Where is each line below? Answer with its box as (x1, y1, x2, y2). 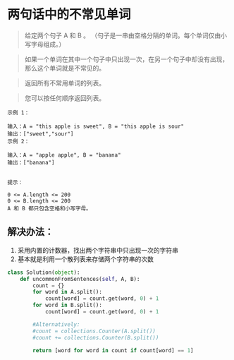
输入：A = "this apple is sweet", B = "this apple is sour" (7, 123, 185, 130)
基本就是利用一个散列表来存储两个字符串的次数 (17, 255, 154, 263)
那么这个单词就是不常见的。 (24, 64, 106, 72)
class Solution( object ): (7, 269, 80, 276)
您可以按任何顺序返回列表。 (24, 93, 106, 102)
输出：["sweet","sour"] (7, 130, 74, 138)
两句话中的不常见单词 (7, 6, 132, 23)
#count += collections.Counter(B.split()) (32, 334, 159, 341)
